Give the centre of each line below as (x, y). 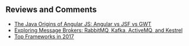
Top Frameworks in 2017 (44, 36)
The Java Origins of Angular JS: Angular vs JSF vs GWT (83, 24)
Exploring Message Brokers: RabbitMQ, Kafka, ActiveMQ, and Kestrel (98, 30)
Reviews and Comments (51, 10)
